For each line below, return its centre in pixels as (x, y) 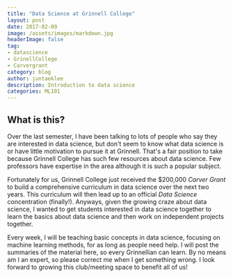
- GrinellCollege (32, 59)
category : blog (29, 72)
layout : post (26, 20)
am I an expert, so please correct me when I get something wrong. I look (111, 259)
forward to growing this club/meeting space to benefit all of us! (97, 267)
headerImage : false (35, 40)
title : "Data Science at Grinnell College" (71, 14)
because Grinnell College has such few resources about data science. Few (114, 158)
